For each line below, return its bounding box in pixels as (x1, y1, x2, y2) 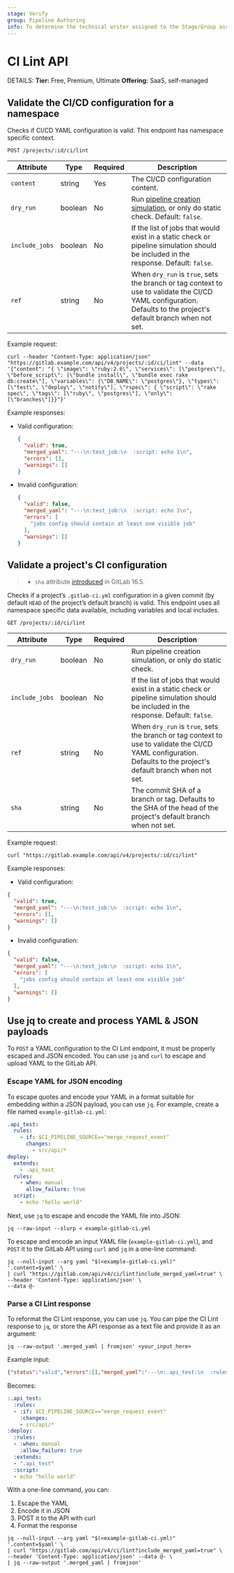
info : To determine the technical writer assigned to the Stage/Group (7, 23, 217, 30)
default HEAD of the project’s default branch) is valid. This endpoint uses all (7, 598, 220, 607)
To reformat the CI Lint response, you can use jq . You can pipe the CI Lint (7, 1315, 219, 1323)
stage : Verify (7, 10, 49, 17)
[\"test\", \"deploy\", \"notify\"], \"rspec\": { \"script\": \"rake (7, 384, 217, 392)
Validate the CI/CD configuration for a (7, 96, 174, 108)
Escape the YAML (17, 1499, 68, 1507)
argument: (7, 1330, 37, 1338)
